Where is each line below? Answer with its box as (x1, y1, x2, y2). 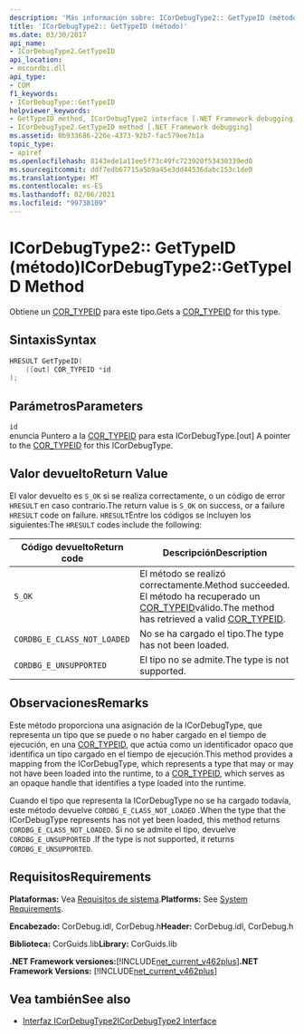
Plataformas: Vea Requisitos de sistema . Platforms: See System (9, 894, 249, 904)
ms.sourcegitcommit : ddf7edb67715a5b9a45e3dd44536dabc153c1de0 (9, 165, 253, 174)
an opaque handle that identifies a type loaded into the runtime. (9, 777, 246, 788)
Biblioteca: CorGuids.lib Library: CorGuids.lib (9, 938, 178, 949)
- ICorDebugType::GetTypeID (9, 97, 116, 107)
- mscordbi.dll (9, 64, 67, 73)
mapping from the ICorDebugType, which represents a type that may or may (9, 758, 294, 769)
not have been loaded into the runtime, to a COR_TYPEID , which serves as (9, 768, 285, 779)
